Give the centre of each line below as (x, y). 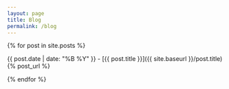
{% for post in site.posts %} (46, 46)
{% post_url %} (29, 66)
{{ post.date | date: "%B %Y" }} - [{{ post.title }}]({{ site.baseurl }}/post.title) (115, 59)
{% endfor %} (27, 79)
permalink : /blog (32, 26)
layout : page (26, 13)
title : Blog (24, 20)
